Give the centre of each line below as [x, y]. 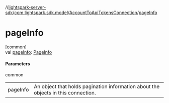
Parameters [18, 64]
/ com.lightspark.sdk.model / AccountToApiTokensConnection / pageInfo [85, 13]
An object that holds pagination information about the [97, 86]
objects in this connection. [65, 93]
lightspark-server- [27, 7]
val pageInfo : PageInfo [29, 52]
